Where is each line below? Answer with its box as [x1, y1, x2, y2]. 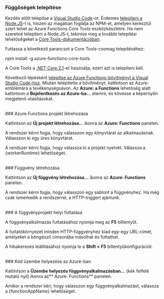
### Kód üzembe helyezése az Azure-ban [5, 258, 91, 264]
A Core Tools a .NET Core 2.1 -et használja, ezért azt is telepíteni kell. [5, 65, 144, 71]
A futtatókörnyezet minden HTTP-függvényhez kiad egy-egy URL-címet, [5, 229, 153, 235]
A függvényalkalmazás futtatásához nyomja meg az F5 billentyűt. [5, 219, 138, 225]
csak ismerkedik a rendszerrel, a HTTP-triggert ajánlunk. [5, 195, 121, 201]
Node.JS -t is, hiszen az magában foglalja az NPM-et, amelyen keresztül [5, 20, 152, 26]
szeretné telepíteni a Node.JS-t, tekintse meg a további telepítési [5, 31, 137, 37]
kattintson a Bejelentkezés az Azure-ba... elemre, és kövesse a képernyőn [5, 91, 158, 97]
